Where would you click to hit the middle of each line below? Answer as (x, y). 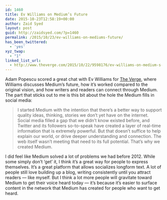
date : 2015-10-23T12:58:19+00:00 (40, 19)
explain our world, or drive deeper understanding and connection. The (89, 136)
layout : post (19, 28)
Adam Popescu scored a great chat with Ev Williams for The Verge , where (81, 79)
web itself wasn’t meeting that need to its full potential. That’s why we (88, 141)
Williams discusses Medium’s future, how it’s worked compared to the (77, 84)
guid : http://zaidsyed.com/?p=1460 (42, 33)
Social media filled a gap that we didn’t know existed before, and (83, 121)
